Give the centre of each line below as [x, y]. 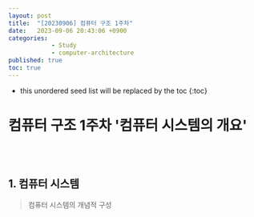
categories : [28, 38]
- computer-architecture [93, 53]
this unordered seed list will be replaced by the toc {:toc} [114, 90]
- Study [64, 46]
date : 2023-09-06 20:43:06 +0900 [68, 30]
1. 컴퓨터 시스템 [44, 184]
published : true [35, 61]
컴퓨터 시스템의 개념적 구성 [70, 204]
